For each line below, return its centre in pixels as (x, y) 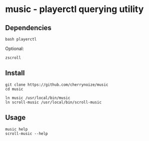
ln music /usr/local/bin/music (38, 98)
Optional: (14, 48)
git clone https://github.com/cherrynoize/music (57, 85)
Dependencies (28, 28)
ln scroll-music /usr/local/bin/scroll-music (53, 102)
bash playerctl (21, 39)
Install (15, 73)
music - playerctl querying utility (74, 9)
